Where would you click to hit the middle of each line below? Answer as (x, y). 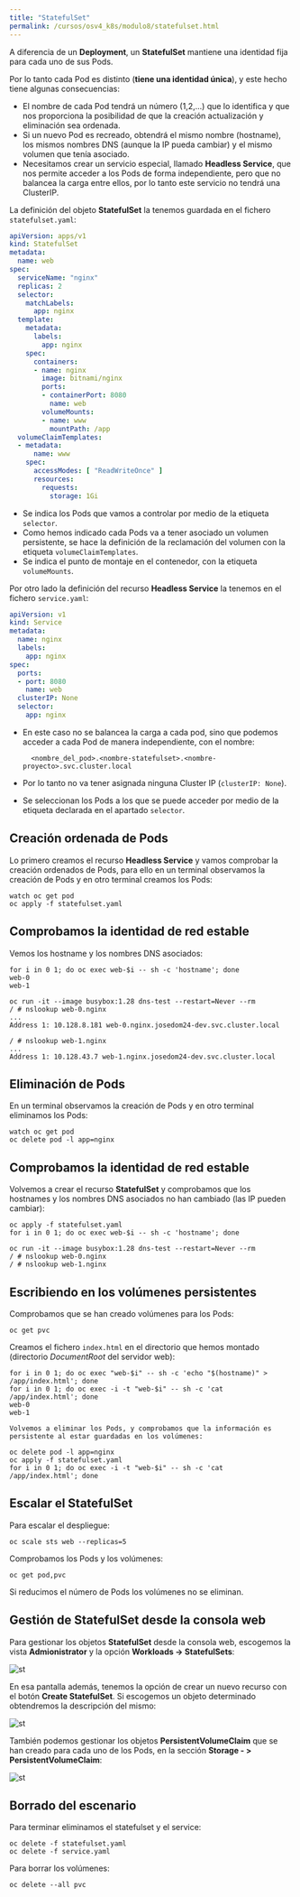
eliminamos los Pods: (49, 1115)
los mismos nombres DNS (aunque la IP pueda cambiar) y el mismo (147, 144)
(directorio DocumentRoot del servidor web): (92, 1356)
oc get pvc (30, 1330)
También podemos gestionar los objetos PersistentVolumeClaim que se (144, 1740)
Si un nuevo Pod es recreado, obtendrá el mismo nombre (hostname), (152, 134)
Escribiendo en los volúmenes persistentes (133, 1292)
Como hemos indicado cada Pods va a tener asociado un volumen (145, 532)
